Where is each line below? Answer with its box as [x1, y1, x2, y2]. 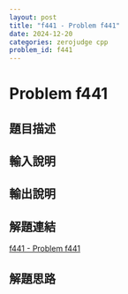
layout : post [9, 12, 57, 22]
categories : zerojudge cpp [9, 37, 109, 47]
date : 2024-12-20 [9, 29, 73, 38]
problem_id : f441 [9, 46, 73, 55]
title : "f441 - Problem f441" [9, 21, 121, 30]
